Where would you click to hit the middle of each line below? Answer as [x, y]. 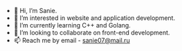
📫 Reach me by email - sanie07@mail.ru [72, 40]
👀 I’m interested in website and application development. [94, 18]
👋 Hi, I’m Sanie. [35, 11]
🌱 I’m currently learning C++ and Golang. [72, 25]
